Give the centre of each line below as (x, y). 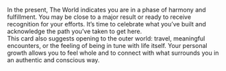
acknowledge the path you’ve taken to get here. (75, 31)
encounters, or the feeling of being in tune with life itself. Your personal (107, 46)
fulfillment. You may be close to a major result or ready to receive (99, 17)
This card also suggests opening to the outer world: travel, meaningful (106, 39)
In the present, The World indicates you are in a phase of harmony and (107, 10)
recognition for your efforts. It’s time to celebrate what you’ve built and (107, 24)
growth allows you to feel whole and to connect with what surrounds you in (113, 53)
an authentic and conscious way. (53, 60)
